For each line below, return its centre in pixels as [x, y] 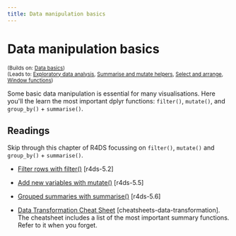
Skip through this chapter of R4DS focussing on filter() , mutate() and [111, 148]
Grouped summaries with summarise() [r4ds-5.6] [89, 196]
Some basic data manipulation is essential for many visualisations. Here [111, 94]
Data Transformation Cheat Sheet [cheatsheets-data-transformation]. [119, 210]
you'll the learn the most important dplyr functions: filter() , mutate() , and [116, 101]
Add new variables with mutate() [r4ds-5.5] [81, 183]
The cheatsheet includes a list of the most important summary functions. [123, 218]
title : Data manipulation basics [57, 14]
